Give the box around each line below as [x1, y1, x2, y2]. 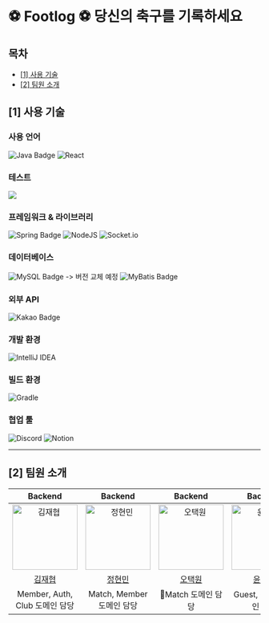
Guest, [233, 588, 259, 600]
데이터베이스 [8, 252, 54, 263]
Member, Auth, [17, 588, 74, 599]
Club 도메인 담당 [15, 600, 74, 611]
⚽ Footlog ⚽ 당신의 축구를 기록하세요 [8, 7, 243, 26]
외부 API [8, 294, 40, 305]
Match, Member [87, 588, 148, 599]
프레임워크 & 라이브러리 [8, 211, 94, 222]
